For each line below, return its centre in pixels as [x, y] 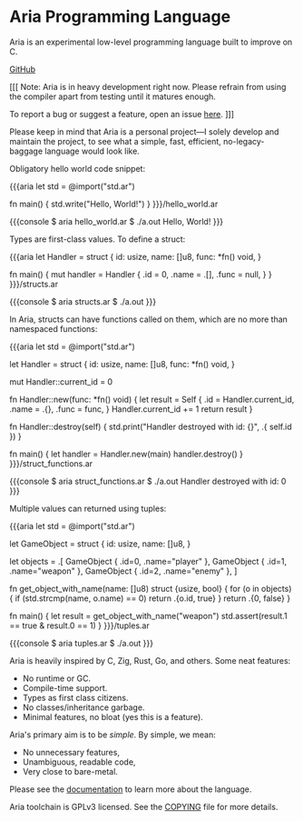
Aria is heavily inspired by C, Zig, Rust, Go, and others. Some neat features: [150, 660]
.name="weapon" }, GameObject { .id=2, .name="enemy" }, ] [123, 571]
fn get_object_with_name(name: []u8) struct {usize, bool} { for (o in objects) [151, 588]
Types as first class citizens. [75, 697]
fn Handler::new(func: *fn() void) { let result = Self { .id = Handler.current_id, [152, 399]
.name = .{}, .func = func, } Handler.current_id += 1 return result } [131, 409]
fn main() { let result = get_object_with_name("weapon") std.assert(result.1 [148, 616]
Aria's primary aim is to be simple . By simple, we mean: [112, 735]
